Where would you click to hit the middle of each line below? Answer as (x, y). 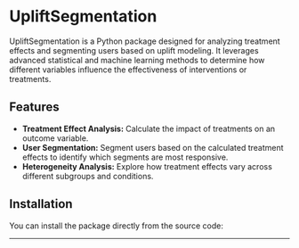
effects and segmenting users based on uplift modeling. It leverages (134, 50)
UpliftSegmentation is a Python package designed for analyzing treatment (145, 41)
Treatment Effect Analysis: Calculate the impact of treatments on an (149, 128)
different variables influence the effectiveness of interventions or (128, 70)
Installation (41, 204)
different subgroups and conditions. (88, 176)
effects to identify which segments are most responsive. (125, 157)
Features (34, 107)
